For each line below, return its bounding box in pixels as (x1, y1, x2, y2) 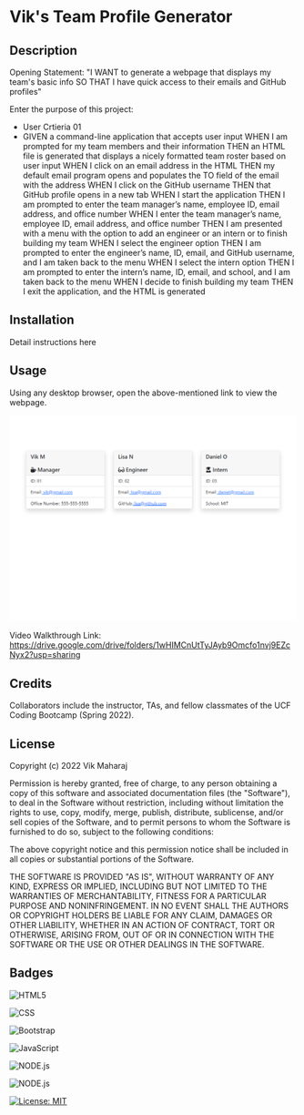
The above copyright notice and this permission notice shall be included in (9, 844, 289, 854)
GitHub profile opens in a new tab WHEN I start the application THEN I (22, 189, 286, 199)
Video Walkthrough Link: (9, 630, 102, 641)
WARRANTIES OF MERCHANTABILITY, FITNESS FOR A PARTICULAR (9, 891, 267, 901)
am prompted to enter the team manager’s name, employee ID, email (22, 199, 280, 210)
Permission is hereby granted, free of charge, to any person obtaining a (9, 778, 278, 789)
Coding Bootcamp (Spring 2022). (9, 710, 135, 721)
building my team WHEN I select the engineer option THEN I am (22, 238, 262, 248)
